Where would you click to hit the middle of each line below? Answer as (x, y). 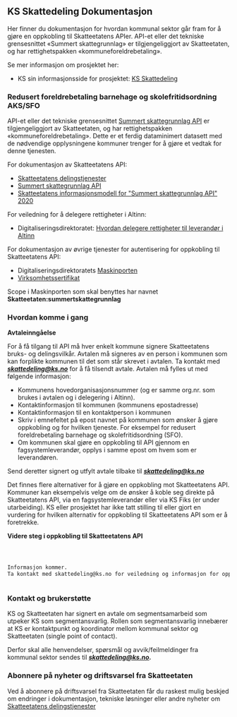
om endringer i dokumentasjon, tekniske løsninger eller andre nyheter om (114, 699)
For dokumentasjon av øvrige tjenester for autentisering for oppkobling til (114, 249)
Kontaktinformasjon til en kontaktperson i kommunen (94, 413)
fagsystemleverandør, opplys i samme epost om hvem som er (107, 450)
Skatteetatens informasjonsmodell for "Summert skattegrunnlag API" (117, 193)
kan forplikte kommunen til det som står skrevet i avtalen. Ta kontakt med (114, 361)
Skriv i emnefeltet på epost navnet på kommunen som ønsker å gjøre (118, 420)
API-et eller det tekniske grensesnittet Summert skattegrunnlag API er (109, 121)
